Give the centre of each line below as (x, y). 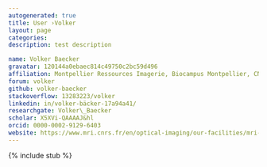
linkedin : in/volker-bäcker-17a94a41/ (72, 104)
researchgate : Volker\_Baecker (60, 111)
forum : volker (32, 81)
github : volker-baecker (48, 89)
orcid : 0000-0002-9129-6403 (55, 126)
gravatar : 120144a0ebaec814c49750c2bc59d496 (83, 67)
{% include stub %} (41, 155)
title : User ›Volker (43, 23)
